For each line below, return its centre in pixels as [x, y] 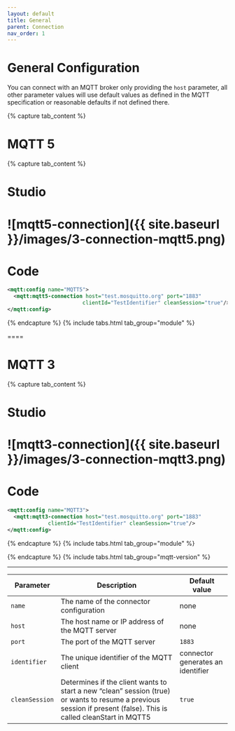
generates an [201, 662]
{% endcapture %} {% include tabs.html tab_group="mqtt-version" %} [109, 557]
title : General [29, 20]
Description [117, 585]
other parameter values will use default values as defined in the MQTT [108, 95]
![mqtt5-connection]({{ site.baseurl [114, 224]
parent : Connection [36, 27]
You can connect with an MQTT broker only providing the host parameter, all [117, 88]
